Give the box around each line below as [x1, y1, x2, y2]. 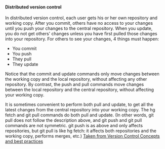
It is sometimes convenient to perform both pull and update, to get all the [5, 101, 154, 107]
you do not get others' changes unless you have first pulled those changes [5, 31, 158, 37]
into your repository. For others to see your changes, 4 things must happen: [5, 36, 159, 42]
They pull [12, 56, 32, 62]
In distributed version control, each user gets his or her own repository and [5, 15, 158, 21]
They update [12, 61, 39, 67]
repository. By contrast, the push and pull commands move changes [5, 82, 144, 88]
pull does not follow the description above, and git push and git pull [5, 117, 142, 123]
